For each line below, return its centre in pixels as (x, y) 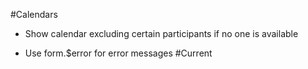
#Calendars (34, 14)
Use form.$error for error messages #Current (118, 53)
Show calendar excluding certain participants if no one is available (161, 33)
